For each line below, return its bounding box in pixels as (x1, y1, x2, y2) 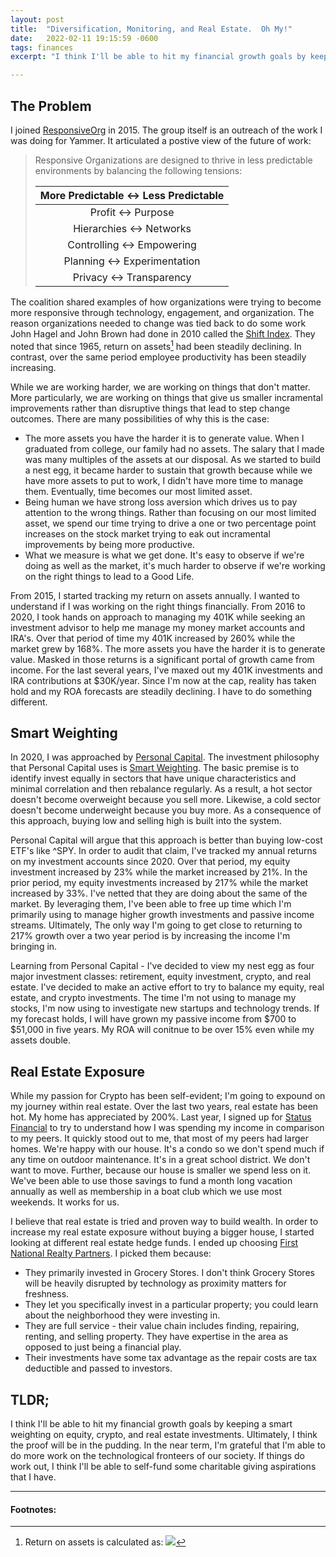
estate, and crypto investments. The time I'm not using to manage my (10, 992, 297, 1004)
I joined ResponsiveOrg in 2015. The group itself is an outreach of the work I (10, 124, 323, 136)
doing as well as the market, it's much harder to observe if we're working (24, 559, 326, 571)
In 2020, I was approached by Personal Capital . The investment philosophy (10, 751, 320, 763)
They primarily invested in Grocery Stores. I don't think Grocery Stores (24, 1267, 315, 1279)
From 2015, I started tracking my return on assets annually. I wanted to (10, 589, 300, 601)
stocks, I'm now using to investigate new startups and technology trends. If (10, 1002, 320, 1015)
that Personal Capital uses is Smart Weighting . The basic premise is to (10, 762, 300, 774)
